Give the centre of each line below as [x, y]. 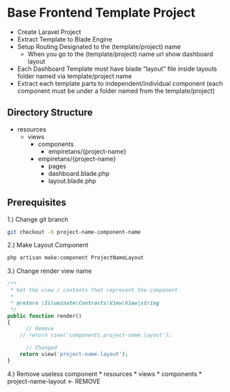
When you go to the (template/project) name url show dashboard [120, 54]
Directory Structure [50, 113]
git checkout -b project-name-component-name [74, 232]
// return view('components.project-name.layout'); [96, 335]
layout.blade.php [72, 181]
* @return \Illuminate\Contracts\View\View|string [85, 303]
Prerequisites [37, 203]
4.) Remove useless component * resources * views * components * [105, 374]
